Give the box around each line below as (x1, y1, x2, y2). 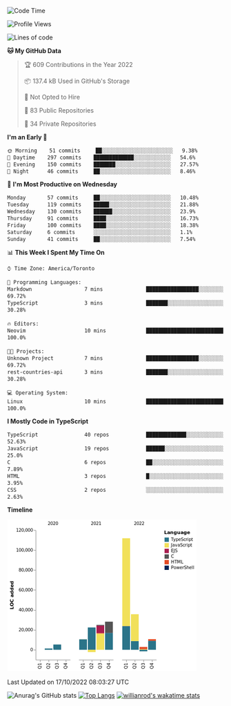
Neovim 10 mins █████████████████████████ (7, 327, 224, 334)
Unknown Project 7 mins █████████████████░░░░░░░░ (7, 355, 224, 362)
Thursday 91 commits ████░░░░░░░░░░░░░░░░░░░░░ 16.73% (7, 215, 199, 222)
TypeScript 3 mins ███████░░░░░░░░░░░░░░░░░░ (7, 300, 224, 307)
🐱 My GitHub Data (7, 47, 62, 55)
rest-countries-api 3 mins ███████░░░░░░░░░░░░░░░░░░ (7, 369, 224, 376)
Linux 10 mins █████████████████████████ (7, 398, 224, 405)
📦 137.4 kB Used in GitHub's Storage (23, 77, 130, 85)
